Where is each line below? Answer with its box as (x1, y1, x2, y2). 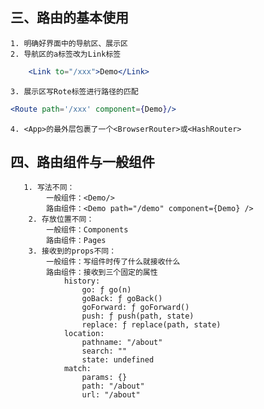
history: (63, 276, 101, 287)
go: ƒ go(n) (81, 285, 132, 295)
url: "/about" (81, 390, 141, 400)
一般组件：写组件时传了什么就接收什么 (46, 257, 181, 267)
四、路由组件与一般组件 (10, 153, 155, 170)
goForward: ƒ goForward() (81, 303, 190, 313)
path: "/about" (81, 381, 145, 392)
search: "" (81, 346, 128, 357)
